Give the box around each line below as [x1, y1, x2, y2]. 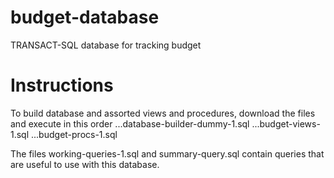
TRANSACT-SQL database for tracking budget [10, 39, 202, 51]
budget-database [10, 6, 160, 29]
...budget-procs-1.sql [31, 128, 118, 140]
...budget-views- [251, 117, 321, 130]
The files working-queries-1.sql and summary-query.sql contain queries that [10, 147, 325, 160]
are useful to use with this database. [10, 158, 160, 170]
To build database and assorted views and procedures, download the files [10, 107, 316, 119]
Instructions [10, 74, 114, 97]
